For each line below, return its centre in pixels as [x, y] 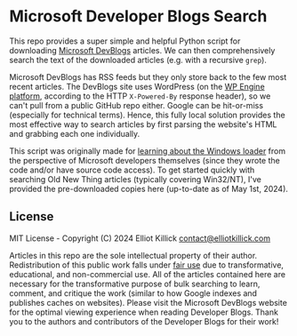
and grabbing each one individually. [75, 133]
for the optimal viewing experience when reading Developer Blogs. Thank [144, 312]
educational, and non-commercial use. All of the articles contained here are [148, 274]
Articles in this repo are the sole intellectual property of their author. [133, 255]
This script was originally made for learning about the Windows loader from [148, 151]
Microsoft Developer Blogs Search [138, 16]
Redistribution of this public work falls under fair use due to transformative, [147, 265]
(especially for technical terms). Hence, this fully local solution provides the [148, 115]
